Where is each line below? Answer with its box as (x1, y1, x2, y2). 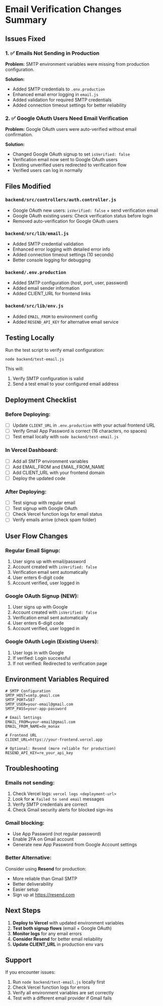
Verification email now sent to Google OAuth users (12, 157, 118, 163)
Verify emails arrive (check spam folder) (12, 517, 96, 523)
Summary (5, 14, 47, 26)
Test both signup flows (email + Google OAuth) (12, 925, 112, 931)
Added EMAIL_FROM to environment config (12, 313, 97, 319)
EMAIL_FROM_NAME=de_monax (5, 724, 60, 729)
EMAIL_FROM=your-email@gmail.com (5, 719, 76, 724)
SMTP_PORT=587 (5, 697, 35, 702)
